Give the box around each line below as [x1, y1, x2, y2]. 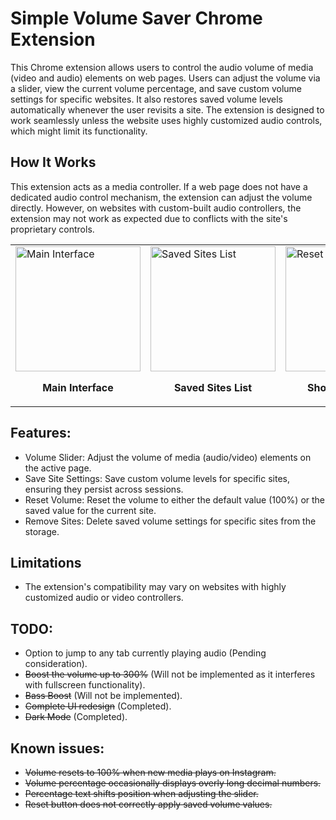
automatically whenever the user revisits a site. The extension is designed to [10, 103, 325, 116]
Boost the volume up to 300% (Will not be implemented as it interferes [24, 668, 316, 681]
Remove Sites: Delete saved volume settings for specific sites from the [24, 515, 317, 527]
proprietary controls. [10, 223, 95, 235]
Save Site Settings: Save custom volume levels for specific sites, [24, 472, 290, 484]
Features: [10, 425, 72, 442]
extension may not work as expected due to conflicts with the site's [10, 212, 288, 224]
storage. [24, 525, 60, 537]
